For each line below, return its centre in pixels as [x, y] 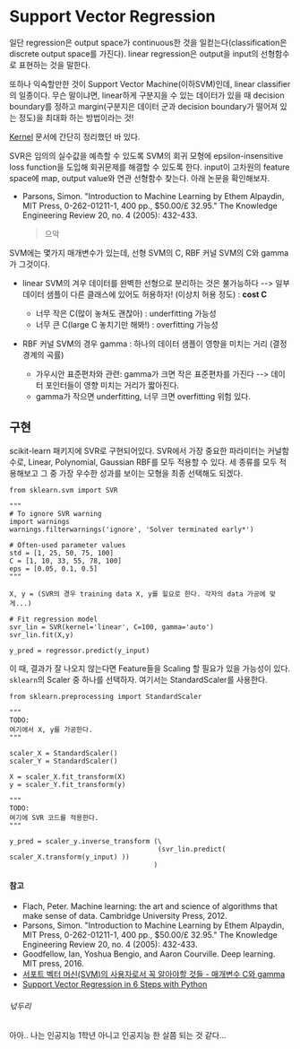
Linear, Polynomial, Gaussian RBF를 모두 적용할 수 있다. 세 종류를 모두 [153, 462]
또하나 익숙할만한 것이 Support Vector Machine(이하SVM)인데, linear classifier [150, 83]
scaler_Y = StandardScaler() [64, 761]
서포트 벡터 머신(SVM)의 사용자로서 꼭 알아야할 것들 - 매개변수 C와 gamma [154, 974]
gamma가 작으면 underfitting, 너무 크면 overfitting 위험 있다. [143, 396]
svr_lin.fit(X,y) [42, 634]
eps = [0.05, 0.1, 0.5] [54, 568]
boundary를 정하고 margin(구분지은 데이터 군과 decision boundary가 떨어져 [144, 106]
